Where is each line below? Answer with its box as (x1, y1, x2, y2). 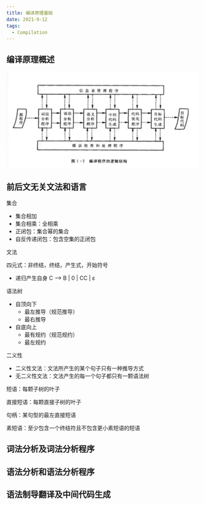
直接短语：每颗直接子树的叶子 (6, 398, 81, 405)
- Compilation (12, 29, 48, 36)
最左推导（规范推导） (24, 308, 78, 315)
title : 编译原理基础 (6, 10, 53, 16)
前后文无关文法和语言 (6, 182, 87, 192)
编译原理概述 (6, 54, 55, 64)
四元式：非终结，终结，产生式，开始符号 (6, 261, 108, 269)
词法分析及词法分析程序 (6, 444, 95, 454)
